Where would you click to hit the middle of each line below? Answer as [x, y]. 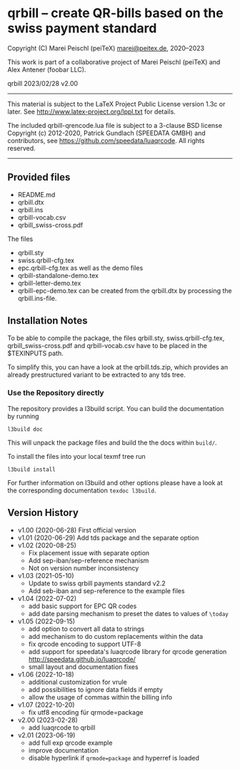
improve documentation [63, 750]
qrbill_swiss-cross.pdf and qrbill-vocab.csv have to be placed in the [107, 345]
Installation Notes [47, 321]
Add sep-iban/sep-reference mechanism [89, 560]
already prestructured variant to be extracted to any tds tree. [96, 374]
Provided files [39, 178]
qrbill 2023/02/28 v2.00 [43, 83]
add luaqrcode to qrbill [62, 728]
